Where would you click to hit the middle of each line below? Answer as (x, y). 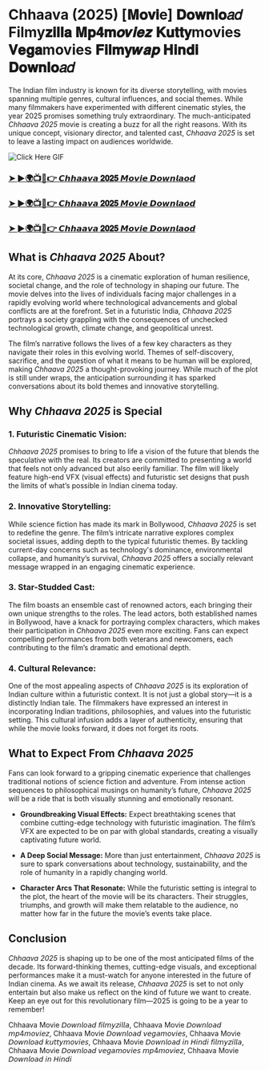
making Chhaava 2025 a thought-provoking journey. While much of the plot (133, 369)
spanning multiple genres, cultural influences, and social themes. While (126, 99)
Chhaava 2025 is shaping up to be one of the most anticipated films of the (131, 958)
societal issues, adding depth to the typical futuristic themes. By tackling (128, 541)
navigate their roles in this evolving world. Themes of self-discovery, (121, 352)
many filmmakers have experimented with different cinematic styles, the (127, 107)
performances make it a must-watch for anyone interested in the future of (130, 975)
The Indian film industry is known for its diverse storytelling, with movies (128, 90)
